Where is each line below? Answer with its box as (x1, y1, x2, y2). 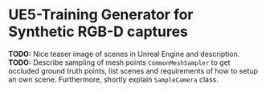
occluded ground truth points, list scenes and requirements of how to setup (8, 66, 259, 75)
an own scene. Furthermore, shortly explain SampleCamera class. (8, 74, 219, 84)
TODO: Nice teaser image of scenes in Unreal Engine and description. (8, 49, 240, 58)
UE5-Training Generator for (8, 6, 194, 24)
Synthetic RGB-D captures (8, 22, 189, 41)
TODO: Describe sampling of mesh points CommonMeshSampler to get (8, 58, 231, 67)
